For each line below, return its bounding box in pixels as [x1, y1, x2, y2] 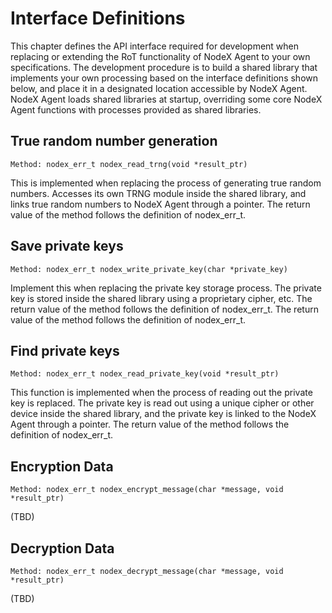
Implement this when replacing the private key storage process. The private [10, 282, 322, 294]
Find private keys [10, 342, 120, 359]
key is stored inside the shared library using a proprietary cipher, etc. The [10, 292, 313, 304]
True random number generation [10, 133, 218, 150]
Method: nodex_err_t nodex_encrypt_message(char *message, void [10, 485, 284, 495]
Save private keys [10, 238, 124, 255]
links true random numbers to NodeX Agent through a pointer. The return [10, 198, 311, 210]
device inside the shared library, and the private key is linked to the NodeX [10, 408, 317, 420]
